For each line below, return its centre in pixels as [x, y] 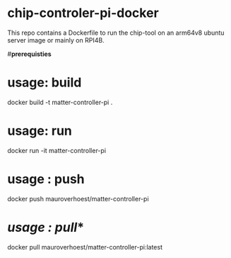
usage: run [40, 131]
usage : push [46, 179]
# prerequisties [29, 54]
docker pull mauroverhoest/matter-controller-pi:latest [85, 247]
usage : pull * [46, 227]
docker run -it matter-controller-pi [57, 150]
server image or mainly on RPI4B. [56, 40]
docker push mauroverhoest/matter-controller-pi [78, 198]
